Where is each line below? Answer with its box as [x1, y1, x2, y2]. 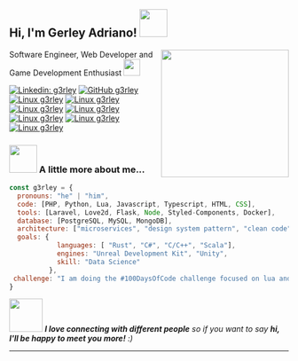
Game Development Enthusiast [9, 67, 122, 78]
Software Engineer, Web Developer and [9, 49, 153, 59]
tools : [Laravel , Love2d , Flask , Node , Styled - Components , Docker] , [17, 208, 276, 217]
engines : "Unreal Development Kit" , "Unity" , [56, 249, 228, 258]
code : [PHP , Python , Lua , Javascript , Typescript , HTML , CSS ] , [17, 200, 256, 208]
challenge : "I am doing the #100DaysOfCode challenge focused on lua [12, 274, 276, 283]
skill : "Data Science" [56, 257, 141, 266]
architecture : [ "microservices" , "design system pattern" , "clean [17, 224, 268, 233]
